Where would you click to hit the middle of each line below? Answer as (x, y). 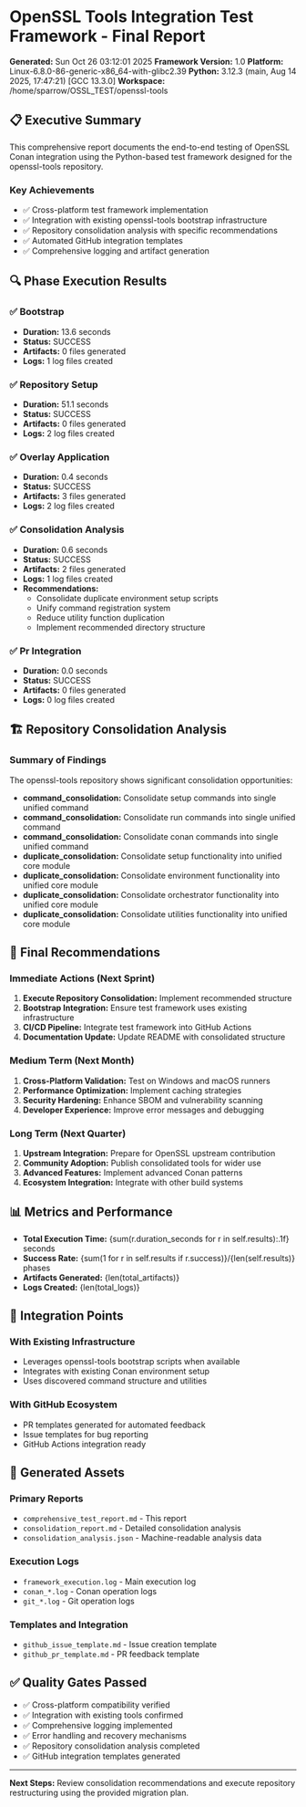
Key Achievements (52, 190)
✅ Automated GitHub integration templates (103, 241)
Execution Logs (44, 1562)
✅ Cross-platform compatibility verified (96, 1705)
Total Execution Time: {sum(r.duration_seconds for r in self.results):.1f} (156, 1238)
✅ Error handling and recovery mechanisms (104, 1735)
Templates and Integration (69, 1624)
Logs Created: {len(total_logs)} (81, 1287)
